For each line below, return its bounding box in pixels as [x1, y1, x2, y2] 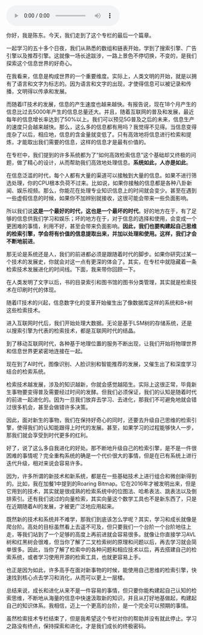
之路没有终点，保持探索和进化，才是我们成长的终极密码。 [6, 622, 149, 630]
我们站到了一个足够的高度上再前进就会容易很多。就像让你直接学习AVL [22, 531, 196, 538]
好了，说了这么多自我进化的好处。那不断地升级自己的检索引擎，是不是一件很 [6, 445, 197, 451]
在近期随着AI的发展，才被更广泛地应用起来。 [6, 503, 118, 510]
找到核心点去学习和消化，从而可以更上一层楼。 [11, 574, 128, 581]
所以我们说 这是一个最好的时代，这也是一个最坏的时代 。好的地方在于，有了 [6, 207, 192, 214]
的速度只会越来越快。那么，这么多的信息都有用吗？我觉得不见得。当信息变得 [6, 124, 197, 130]
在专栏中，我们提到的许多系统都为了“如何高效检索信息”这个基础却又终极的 [6, 151, 192, 158]
